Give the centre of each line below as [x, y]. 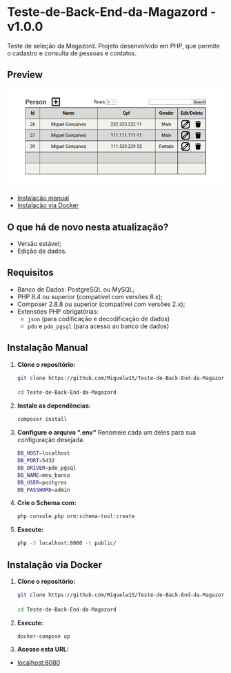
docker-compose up [43, 636]
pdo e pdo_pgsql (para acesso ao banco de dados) [98, 326]
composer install [42, 419]
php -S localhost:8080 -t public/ [67, 543]
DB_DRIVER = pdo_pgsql [47, 468]
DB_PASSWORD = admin [43, 490]
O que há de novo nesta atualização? [88, 227]
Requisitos [30, 273]
